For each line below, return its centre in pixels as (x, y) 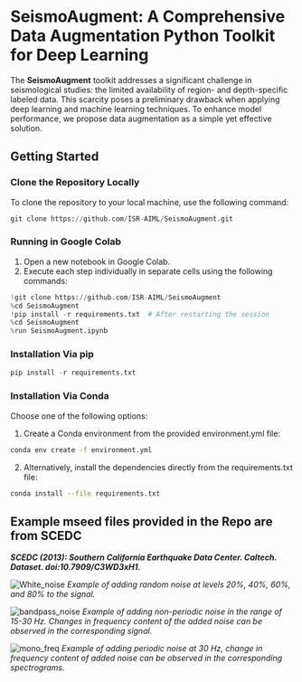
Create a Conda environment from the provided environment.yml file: (152, 433)
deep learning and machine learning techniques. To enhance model (136, 109)
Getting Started (55, 157)
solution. (27, 128)
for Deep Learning (80, 55)
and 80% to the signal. (53, 594)
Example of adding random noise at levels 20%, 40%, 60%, (179, 584)
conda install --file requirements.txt (85, 493)
